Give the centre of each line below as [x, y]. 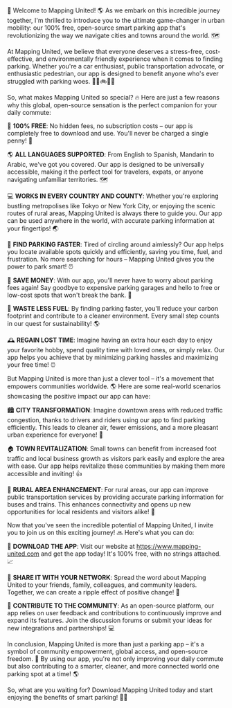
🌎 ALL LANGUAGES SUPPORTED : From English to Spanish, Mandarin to [111, 154]
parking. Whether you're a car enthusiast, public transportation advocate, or [116, 66]
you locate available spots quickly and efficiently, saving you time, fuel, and [115, 252]
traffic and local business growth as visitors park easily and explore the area [116, 459]
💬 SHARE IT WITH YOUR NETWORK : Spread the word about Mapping [107, 578]
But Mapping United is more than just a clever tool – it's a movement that [111, 379]
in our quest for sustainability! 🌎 [54, 324]
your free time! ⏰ [32, 365]
